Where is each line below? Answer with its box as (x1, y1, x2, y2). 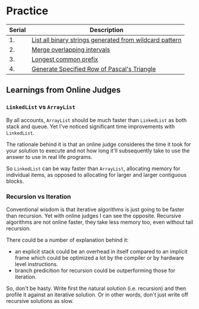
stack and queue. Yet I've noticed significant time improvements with (6, 123, 175, 130)
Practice (6, 4, 49, 18)
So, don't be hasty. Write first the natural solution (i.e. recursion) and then (6, 285, 187, 292)
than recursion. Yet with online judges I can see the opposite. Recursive (6, 212, 181, 219)
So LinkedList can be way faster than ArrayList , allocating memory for (6, 165, 181, 172)
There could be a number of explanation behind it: (6, 236, 129, 244)
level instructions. (14, 260, 58, 267)
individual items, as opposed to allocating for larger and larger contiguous (6, 171, 187, 178)
